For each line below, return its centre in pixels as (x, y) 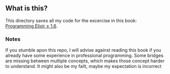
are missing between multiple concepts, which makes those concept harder (85, 61)
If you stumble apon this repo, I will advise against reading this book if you (83, 50)
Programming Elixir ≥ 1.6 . (31, 26)
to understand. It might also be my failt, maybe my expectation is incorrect (83, 66)
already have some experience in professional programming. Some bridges (84, 56)
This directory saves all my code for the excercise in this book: (71, 20)
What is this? (27, 8)
